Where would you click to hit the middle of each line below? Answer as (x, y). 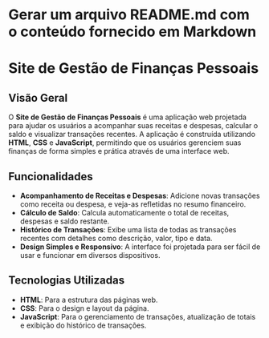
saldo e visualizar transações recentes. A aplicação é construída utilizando (132, 135)
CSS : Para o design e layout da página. (84, 308)
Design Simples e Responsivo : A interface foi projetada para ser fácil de (140, 247)
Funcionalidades (51, 177)
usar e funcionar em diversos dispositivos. (90, 255)
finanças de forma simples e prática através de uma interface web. (119, 151)
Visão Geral (38, 98)
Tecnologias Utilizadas (67, 281)
